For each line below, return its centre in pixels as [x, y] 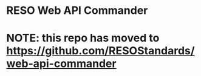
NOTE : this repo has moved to [83, 38]
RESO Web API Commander [77, 11]
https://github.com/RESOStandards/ [101, 51]
